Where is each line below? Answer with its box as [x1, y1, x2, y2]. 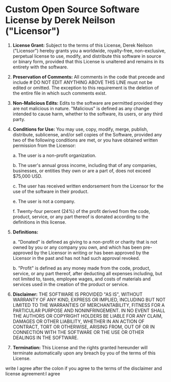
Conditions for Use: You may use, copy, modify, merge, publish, [12, 126, 148, 132]
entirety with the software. [12, 64, 68, 70]
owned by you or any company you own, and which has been [12, 244, 142, 250]
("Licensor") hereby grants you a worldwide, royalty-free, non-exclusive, [12, 47, 166, 54]
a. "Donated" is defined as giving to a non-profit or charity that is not [12, 238, 158, 245]
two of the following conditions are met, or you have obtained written [12, 137, 158, 143]
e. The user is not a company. [12, 198, 76, 204]
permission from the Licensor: [12, 142, 77, 149]
